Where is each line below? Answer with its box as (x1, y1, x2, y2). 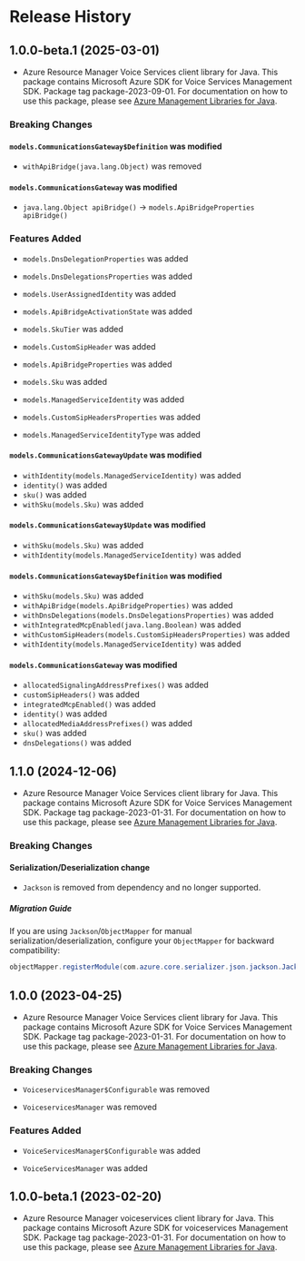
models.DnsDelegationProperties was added (22, 252, 189, 264)
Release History (9, 6, 132, 27)
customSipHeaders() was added (22, 689, 140, 700)
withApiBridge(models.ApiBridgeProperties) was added (22, 600, 233, 611)
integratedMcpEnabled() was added (22, 699, 156, 710)
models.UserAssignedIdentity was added (22, 288, 177, 299)
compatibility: (9, 945, 61, 956)
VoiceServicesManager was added (22, 1162, 148, 1173)
